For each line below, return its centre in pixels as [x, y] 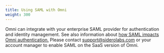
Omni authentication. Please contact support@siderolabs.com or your [78, 40]
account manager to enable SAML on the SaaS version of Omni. [72, 45]
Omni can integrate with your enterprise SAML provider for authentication [82, 29]
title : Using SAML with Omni [36, 10]
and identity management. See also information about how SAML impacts [82, 34]
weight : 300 [18, 15]
